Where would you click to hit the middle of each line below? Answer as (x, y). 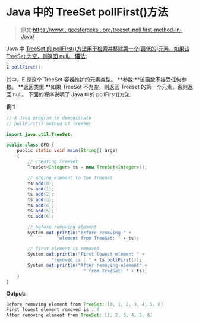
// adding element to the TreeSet (70, 178)
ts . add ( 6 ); (41, 216)
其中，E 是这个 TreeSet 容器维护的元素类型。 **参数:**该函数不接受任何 (94, 79)
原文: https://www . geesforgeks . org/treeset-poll (81, 30)
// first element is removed (64, 249)
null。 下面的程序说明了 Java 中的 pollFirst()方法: (72, 94)
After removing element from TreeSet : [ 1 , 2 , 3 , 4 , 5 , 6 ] (80, 315)
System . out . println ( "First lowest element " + (86, 255)
